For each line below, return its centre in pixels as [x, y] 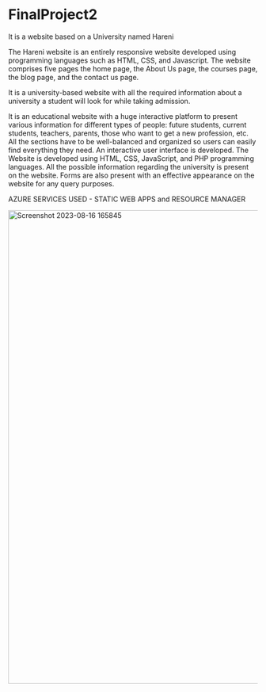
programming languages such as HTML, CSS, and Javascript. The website [129, 60]
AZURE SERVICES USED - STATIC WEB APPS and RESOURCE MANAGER [127, 199]
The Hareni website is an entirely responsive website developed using [122, 52]
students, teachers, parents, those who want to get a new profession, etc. [129, 133]
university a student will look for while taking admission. [99, 101]
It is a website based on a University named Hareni [91, 36]
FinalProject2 [53, 15]
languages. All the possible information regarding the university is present [129, 166]
